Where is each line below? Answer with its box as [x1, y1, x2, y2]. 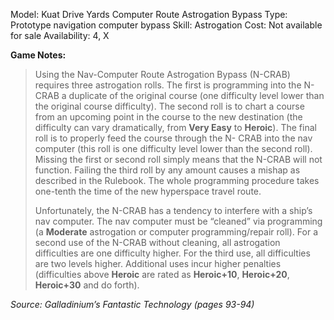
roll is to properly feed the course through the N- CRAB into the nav [34, 132, 313, 144]
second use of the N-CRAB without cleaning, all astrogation [34, 237, 281, 248]
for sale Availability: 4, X [10, 30, 110, 41]
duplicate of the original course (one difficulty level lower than [68, 90, 325, 101]
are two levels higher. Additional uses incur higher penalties [34, 258, 282, 269]
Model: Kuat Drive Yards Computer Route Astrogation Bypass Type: [10, 9, 288, 20]
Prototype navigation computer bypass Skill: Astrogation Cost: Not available [10, 19, 323, 31]
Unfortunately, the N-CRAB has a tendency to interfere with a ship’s [34, 205, 313, 216]
